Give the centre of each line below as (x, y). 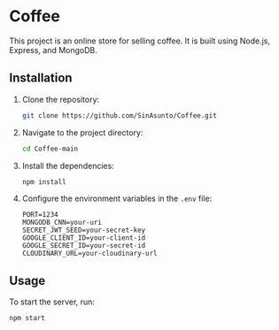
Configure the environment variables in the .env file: (117, 199)
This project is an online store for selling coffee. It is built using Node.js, (139, 41)
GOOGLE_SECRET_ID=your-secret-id (84, 246)
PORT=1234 (40, 215)
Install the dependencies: (68, 165)
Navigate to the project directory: (82, 132)
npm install (44, 182)
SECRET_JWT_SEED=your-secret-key (84, 230)
